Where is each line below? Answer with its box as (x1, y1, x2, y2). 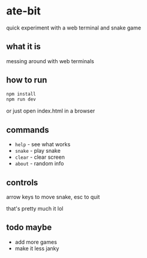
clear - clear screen (14, 153, 65, 161)
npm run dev (6, 96, 36, 103)
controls (6, 177, 38, 188)
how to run (6, 75, 47, 85)
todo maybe (6, 223, 52, 233)
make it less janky (14, 245, 59, 252)
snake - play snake (14, 147, 61, 155)
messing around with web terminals (6, 57, 94, 64)
